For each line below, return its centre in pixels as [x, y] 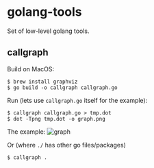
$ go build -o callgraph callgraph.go [62, 87]
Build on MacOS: [31, 69]
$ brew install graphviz [42, 82]
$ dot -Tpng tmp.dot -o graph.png [56, 119]
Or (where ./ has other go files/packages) [67, 145]
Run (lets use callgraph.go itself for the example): [77, 100]
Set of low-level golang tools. [49, 31]
